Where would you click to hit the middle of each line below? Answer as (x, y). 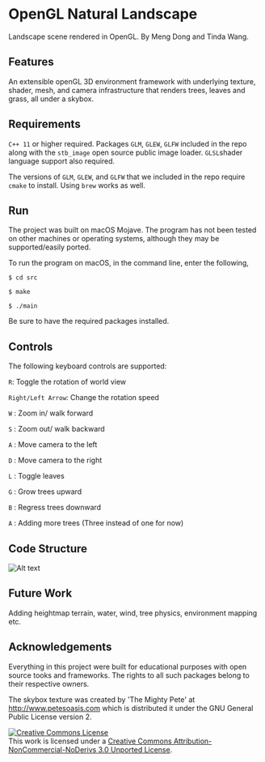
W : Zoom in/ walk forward (51, 413)
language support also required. (62, 161)
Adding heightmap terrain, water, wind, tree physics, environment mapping (133, 613)
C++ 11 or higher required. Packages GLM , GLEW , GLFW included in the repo (128, 143)
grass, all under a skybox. (51, 99)
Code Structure (48, 549)
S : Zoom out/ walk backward (57, 429)
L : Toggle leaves (36, 476)
